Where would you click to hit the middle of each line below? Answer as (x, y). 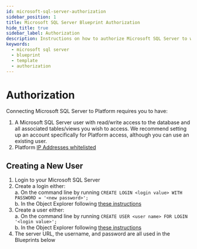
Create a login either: (40, 186)
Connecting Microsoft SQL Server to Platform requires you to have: (87, 111)
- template (25, 60)
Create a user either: (39, 210)
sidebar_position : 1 (31, 17)
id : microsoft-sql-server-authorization (56, 11)
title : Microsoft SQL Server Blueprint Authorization (73, 22)
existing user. (31, 141)
